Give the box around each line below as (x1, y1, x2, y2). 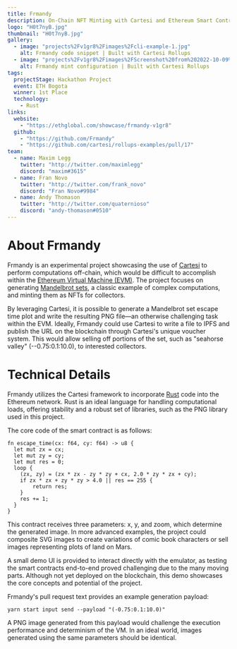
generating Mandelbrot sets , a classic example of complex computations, (7, 283, 221, 291)
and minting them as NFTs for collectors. (7, 291, 126, 299)
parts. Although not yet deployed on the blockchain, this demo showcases (7, 571, 223, 579)
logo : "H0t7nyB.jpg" (7, 23, 68, 30)
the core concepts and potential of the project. (7, 578, 142, 587)
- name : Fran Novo (13, 174, 68, 181)
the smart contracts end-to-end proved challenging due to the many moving (7, 564, 229, 572)
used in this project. (7, 412, 65, 420)
